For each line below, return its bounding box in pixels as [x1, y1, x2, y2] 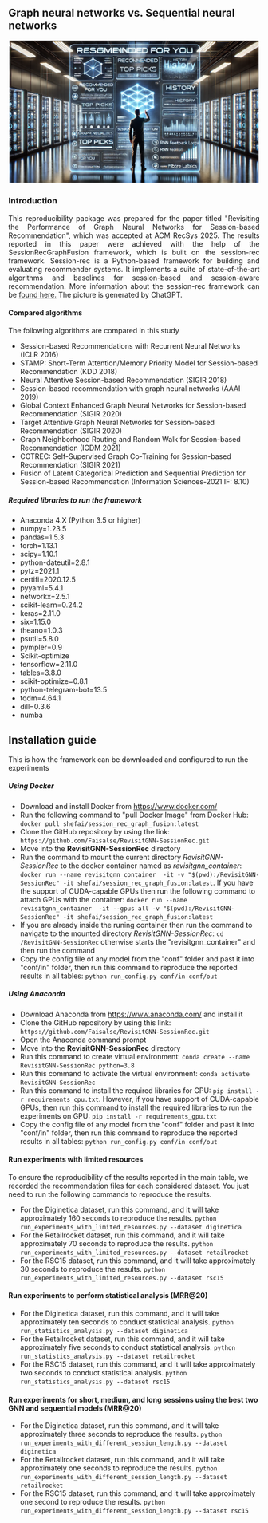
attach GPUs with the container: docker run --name [19, 894, 187, 904]
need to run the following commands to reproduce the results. [8, 1189, 212, 1199]
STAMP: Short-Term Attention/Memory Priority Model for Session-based [19, 358, 258, 368]
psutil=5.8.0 [19, 633, 60, 643]
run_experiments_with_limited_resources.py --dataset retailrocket [19, 1249, 249, 1257]
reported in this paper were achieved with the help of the [8, 239, 260, 248]
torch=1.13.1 [19, 540, 58, 550]
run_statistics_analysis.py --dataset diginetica [19, 1328, 189, 1336]
